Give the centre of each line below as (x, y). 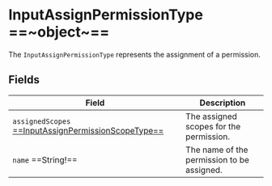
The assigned (211, 116)
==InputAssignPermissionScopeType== (88, 130)
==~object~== (59, 32)
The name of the (217, 150)
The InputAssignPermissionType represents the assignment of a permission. (135, 54)
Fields (24, 80)
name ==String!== (45, 159)
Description (223, 103)
